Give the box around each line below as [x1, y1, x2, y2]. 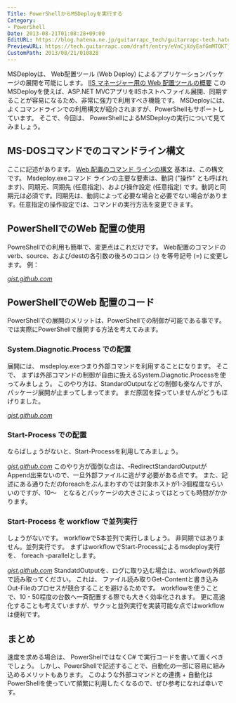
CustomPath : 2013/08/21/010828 [7, 50, 99, 57]
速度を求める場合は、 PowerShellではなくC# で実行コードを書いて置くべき [7, 653, 224, 662]
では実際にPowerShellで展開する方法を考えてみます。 [7, 325, 162, 334]
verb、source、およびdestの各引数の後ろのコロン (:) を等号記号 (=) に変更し [7, 251, 229, 260]
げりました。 [7, 396, 44, 405]
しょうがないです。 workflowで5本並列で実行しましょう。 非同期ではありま [7, 534, 225, 542]
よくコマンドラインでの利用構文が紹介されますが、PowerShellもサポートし [7, 105, 225, 113]
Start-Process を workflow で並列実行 [7, 516, 138, 526]
